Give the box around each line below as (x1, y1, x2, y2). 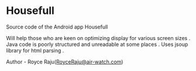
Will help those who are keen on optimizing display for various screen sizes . (6, 34, 191, 41)
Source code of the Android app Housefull (6, 23, 108, 30)
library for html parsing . (6, 47, 64, 54)
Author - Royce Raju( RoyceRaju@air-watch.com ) (6, 58, 123, 65)
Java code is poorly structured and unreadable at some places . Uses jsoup (6, 41, 188, 48)
